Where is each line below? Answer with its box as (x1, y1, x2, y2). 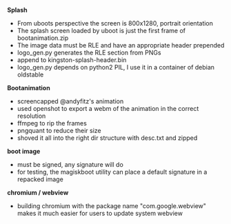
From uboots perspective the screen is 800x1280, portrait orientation (17, 19, 214, 27)
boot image (7, 147, 41, 155)
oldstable (17, 70, 44, 79)
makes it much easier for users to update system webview (17, 210, 183, 217)
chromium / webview (7, 189, 69, 196)
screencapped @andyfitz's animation (17, 97, 124, 105)
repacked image (17, 175, 63, 183)
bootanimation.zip (17, 34, 69, 42)
